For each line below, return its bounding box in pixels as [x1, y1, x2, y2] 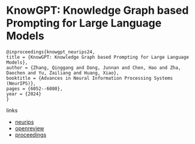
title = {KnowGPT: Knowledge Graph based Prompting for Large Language [6, 54, 189, 60]
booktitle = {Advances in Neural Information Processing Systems [6, 75, 173, 81]
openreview [14, 124, 44, 132]
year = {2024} [6, 91, 42, 97]
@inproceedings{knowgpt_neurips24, [6, 49, 95, 55]
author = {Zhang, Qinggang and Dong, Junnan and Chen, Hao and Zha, [6, 64, 181, 71]
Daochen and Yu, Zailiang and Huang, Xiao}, [6, 70, 119, 76]
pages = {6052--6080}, [6, 85, 63, 92]
